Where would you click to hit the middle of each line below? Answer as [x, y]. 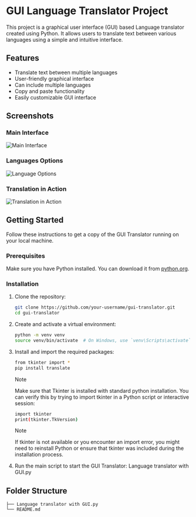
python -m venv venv [40, 335]
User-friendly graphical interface [54, 78]
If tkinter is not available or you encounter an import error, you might [97, 442]
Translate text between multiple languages [66, 72]
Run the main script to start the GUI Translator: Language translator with [102, 466]
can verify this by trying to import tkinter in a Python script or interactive [102, 397]
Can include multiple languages [53, 85]
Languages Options [35, 161]
